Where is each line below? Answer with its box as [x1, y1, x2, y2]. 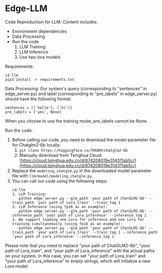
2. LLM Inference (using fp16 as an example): [12, 204, 108, 209]
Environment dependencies [12, 28, 67, 34]
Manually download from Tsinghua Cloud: [19, 152, 103, 158]
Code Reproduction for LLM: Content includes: [5, 19, 98, 25]
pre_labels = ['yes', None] [5, 110, 62, 114]
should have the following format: [5, 96, 72, 102]
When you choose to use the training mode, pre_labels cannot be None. [5, 118, 148, 124]
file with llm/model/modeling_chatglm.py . [12, 173, 93, 178]
